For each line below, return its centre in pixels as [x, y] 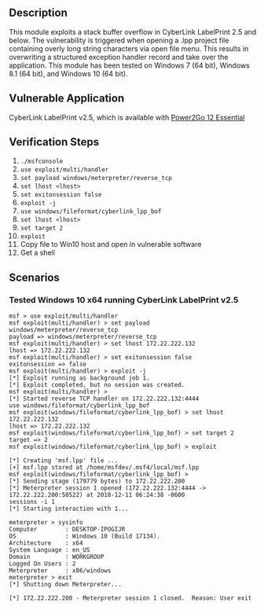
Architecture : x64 [46, 543]
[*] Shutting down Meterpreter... [66, 585]
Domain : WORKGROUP [57, 557]
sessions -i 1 [32, 502]
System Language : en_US [49, 550]
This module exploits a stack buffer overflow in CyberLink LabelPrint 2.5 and [133, 31]
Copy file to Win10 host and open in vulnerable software [111, 244]
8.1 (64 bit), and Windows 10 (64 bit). [68, 73]
